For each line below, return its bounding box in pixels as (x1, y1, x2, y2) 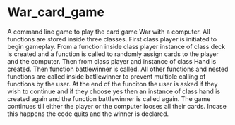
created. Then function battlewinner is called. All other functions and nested (7, 65, 229, 73)
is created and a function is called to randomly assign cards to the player (7, 50, 219, 58)
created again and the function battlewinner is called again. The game (7, 94, 211, 103)
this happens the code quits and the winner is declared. (7, 110, 169, 118)
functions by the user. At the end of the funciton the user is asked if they (7, 79, 218, 88)
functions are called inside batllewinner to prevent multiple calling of (7, 72, 206, 81)
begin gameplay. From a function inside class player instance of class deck (7, 42, 226, 51)
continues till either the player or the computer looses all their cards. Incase (7, 102, 227, 110)
